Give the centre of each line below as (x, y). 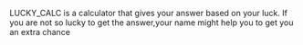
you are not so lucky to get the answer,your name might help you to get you (151, 22)
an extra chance (40, 32)
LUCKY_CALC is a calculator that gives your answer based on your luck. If (148, 13)
